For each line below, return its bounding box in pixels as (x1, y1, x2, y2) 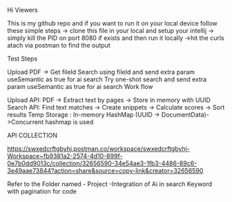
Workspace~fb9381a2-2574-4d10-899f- (7, 152, 123, 160)
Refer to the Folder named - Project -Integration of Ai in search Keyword (7, 180, 213, 188)
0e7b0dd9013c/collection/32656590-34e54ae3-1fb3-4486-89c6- (7, 159, 197, 168)
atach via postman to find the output (7, 41, 110, 49)
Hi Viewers (7, 6, 38, 14)
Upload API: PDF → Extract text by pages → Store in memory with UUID (7, 96, 211, 104)
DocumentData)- (161, 110, 209, 119)
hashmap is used (44, 118, 94, 126)
